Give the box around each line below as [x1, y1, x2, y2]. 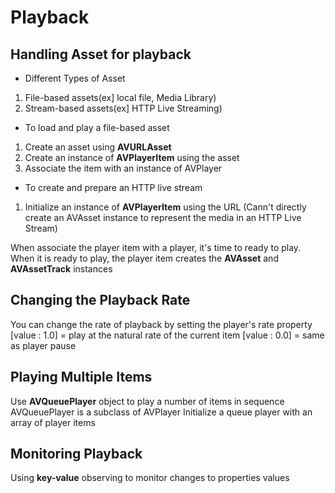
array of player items [10, 416, 96, 428]
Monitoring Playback [10, 446, 143, 463]
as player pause [10, 339, 77, 351]
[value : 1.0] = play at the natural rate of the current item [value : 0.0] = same [10, 329, 325, 341]
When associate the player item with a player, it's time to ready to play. [10, 242, 302, 253]
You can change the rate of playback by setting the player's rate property [10, 318, 313, 330]
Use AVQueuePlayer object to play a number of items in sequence [10, 395, 285, 407]
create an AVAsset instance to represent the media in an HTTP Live [24, 212, 302, 223]
